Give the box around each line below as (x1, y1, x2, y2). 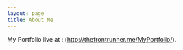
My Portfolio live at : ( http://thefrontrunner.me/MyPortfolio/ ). (7, 35, 177, 43)
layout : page (7, 10, 45, 17)
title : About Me (7, 16, 53, 23)
